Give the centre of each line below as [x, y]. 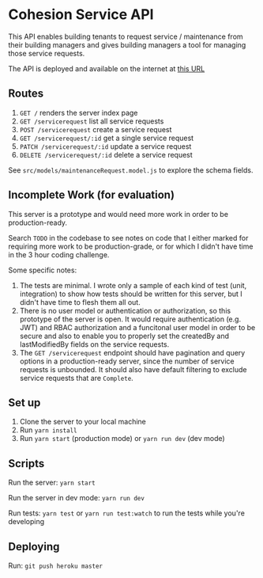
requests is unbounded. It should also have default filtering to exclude [133, 369]
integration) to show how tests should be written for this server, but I [131, 294]
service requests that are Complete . [77, 378]
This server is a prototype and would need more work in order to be [118, 214]
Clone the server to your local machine [83, 422]
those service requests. [47, 53]
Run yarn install [48, 430]
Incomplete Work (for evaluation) [92, 195]
